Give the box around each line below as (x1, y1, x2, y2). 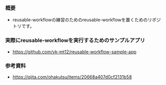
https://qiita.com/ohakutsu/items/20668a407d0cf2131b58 (12, 74, 132, 80)
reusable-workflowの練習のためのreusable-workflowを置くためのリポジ (12, 17, 161, 23)
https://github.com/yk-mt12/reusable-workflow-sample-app (12, 49, 137, 55)
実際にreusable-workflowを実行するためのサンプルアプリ (5, 37, 145, 44)
